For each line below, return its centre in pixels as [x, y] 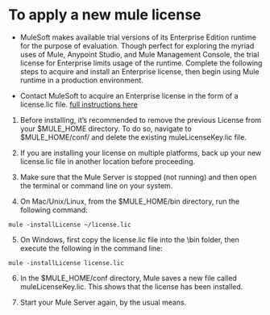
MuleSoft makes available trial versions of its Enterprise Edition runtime [138, 37]
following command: [54, 210]
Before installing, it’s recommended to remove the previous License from [141, 120]
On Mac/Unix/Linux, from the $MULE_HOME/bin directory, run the [130, 201]
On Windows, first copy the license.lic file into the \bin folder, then [130, 239]
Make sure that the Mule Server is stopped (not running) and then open [138, 177]
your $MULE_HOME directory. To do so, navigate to [106, 128]
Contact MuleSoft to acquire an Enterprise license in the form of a [129, 95]
